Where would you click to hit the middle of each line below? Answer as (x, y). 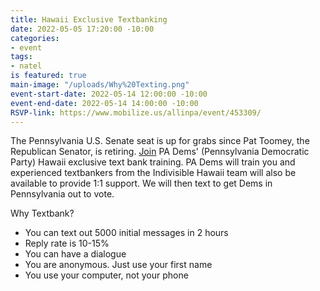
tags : (21, 57)
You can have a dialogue (75, 254)
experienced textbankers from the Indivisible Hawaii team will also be (153, 173)
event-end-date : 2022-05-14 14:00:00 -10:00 (104, 103)
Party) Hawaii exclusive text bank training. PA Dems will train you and (153, 162)
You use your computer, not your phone (106, 275)
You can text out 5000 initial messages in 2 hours (126, 233)
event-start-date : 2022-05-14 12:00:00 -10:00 (109, 94)
